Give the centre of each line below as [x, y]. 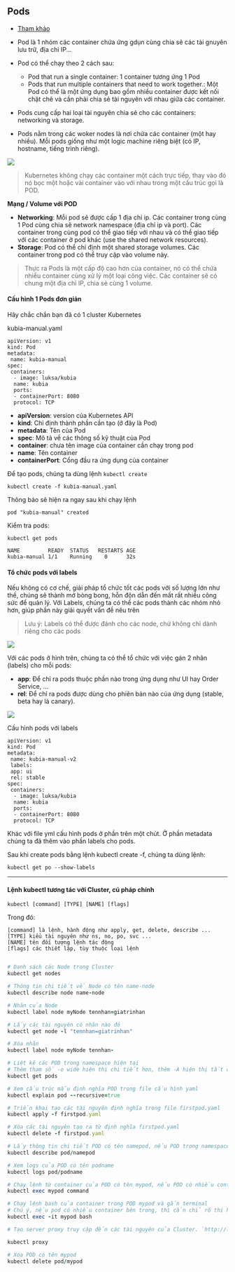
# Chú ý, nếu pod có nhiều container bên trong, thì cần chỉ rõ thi [115, 1210]
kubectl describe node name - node [56, 993]
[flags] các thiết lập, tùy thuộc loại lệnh [73, 949]
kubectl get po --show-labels [51, 868]
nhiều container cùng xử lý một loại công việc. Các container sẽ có [121, 276]
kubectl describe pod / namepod [51, 1153]
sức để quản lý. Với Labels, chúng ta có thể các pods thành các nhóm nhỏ [114, 603]
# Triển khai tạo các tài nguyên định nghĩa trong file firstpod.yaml [114, 1108]
